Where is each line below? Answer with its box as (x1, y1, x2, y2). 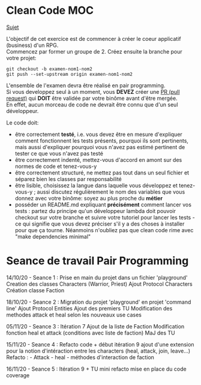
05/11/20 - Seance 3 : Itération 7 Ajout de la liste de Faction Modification (6, 322, 185, 330)
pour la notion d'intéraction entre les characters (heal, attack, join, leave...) (6, 347, 191, 354)
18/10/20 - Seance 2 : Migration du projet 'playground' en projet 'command (6, 298, 191, 306)
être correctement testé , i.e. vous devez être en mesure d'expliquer (14, 131, 183, 138)
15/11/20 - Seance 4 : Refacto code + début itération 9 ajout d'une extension (6, 340, 194, 348)
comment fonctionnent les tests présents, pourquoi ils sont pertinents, (14, 137, 189, 144)
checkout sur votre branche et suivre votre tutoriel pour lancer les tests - (14, 214, 195, 221)
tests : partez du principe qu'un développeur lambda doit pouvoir (14, 207, 176, 214)
